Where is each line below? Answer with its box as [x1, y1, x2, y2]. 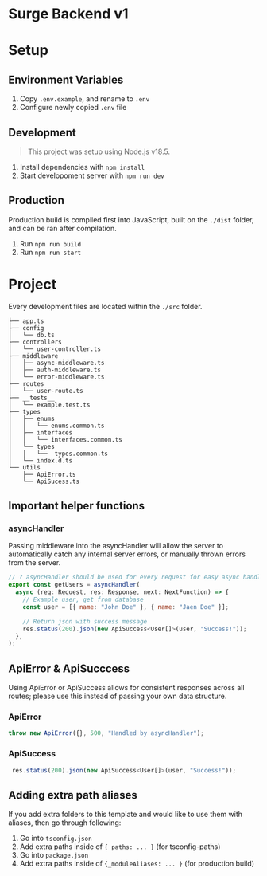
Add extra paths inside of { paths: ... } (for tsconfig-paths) [19, 842, 221, 851]
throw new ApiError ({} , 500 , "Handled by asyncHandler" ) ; [8, 729, 204, 737]
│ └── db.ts [8, 331, 56, 339]
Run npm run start [19, 247, 82, 257]
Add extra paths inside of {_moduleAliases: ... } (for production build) [19, 858, 254, 869]
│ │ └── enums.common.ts [8, 422, 105, 430]
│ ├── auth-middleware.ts [8, 366, 102, 374]
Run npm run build [19, 238, 82, 248]
